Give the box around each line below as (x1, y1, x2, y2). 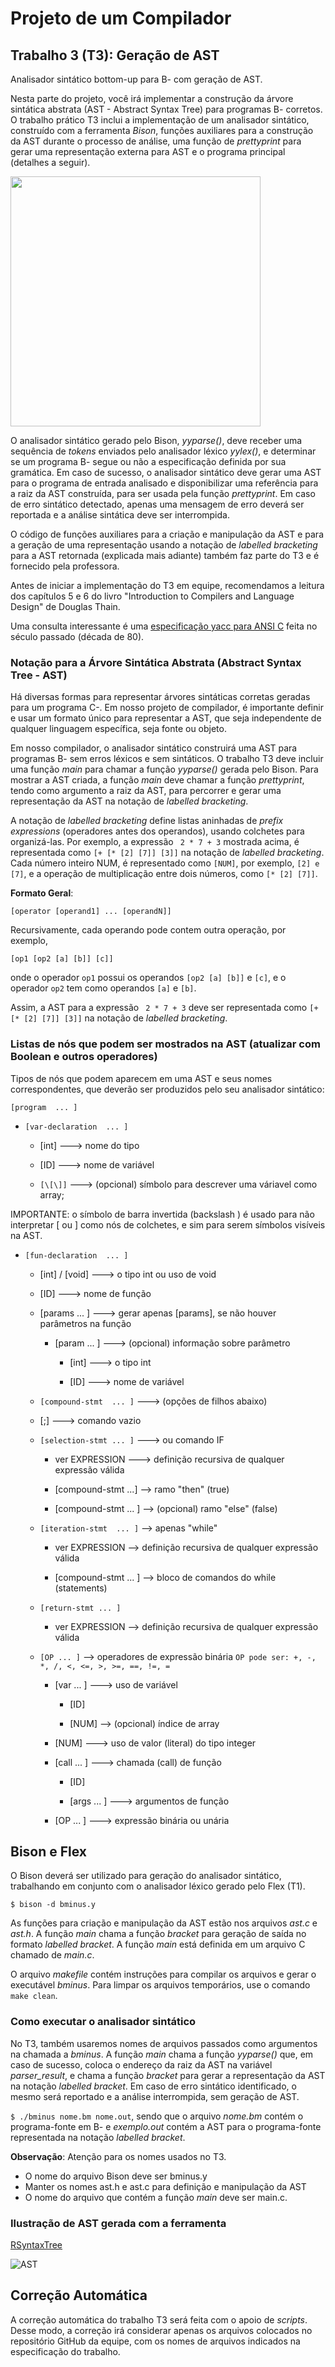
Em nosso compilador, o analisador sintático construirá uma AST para (10, 742, 298, 754)
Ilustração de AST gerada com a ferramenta (10, 2216, 227, 2230)
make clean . (10, 1990, 58, 2002)
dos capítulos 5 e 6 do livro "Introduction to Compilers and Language (10, 590, 295, 602)
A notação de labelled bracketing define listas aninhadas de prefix (10, 815, 284, 827)
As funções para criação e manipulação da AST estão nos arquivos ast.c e (10, 1917, 318, 1929)
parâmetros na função (39, 1317, 132, 1329)
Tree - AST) (10, 668, 68, 682)
